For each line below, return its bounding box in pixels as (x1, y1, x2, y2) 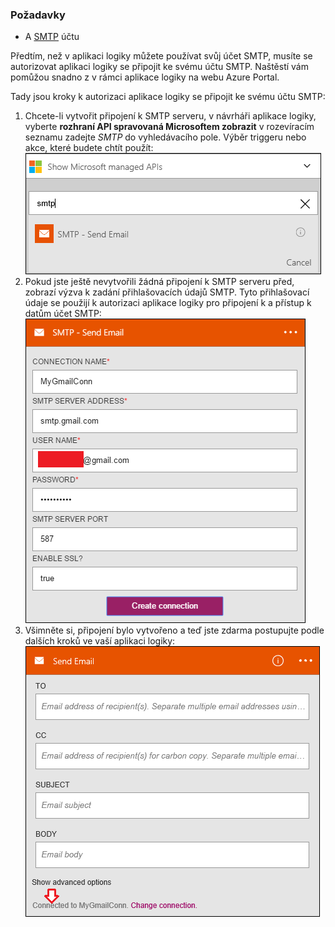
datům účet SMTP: (24, 308, 102, 320)
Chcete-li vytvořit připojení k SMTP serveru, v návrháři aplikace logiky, (24, 110, 317, 122)
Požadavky (10, 8, 66, 22)
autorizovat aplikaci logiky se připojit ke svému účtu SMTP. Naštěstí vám (10, 61, 309, 73)
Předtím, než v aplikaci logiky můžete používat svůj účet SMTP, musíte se (10, 50, 313, 62)
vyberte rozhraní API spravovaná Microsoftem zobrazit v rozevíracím (24, 121, 315, 133)
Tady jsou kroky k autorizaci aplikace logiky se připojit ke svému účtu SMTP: (10, 91, 326, 103)
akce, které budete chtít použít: (24, 142, 154, 154)
